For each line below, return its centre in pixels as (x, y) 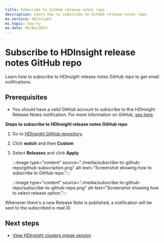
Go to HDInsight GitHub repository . (48, 133)
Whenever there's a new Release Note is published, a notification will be (79, 202)
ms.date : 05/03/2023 (26, 28)
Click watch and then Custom (43, 143)
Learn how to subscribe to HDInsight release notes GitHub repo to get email (82, 77)
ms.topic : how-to (23, 23)
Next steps (22, 223)
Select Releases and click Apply (45, 153)
